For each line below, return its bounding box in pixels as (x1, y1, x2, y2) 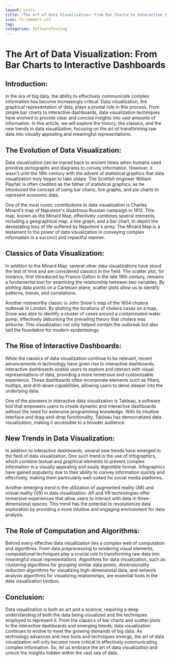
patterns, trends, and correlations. (5, 289, 77, 296)
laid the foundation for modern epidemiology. (5, 327, 100, 333)
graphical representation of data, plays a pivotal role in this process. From (5, 104, 160, 110)
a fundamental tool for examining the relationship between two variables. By (5, 279, 165, 285)
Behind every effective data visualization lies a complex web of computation (5, 540, 165, 546)
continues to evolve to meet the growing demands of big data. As (5, 628, 142, 634)
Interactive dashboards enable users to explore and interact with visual (5, 366, 154, 372)
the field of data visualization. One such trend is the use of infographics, (5, 453, 157, 459)
